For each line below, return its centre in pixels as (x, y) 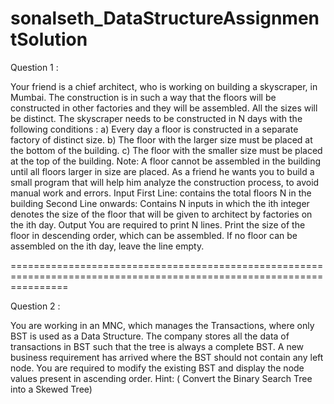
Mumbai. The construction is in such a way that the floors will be (143, 97)
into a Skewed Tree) (51, 389)
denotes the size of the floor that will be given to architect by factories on (161, 214)
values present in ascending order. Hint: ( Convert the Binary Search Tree (161, 378)
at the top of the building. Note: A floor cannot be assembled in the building (166, 161)
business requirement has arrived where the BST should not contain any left (167, 357)
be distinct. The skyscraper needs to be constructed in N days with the (156, 118)
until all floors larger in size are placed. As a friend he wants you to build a (162, 171)
